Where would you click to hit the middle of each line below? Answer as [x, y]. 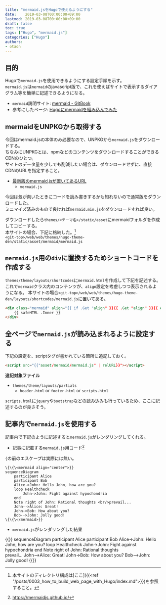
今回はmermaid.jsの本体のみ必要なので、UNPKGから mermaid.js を [72, 140]
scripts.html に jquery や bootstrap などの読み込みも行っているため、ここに [80, 401]
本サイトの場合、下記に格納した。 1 [41, 232]
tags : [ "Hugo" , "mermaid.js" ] [36, 33]
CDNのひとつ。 [21, 158]
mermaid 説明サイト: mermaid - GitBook [51, 103]
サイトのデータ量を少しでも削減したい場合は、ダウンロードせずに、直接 [79, 164]
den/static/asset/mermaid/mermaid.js [44, 241]
